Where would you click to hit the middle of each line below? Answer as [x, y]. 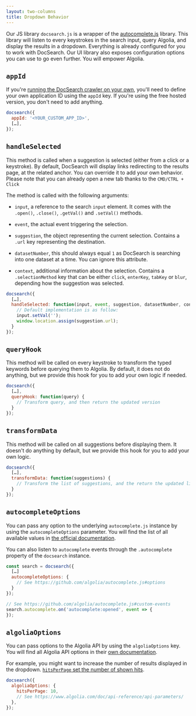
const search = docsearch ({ [40, 566]
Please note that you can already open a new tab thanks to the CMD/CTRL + [95, 179]
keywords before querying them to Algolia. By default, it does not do [88, 369]
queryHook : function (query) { [48, 397]
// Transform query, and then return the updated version [88, 403]
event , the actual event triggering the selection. [71, 224]
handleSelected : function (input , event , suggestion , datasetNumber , [96, 305]
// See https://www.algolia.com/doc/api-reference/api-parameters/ [100, 697]
